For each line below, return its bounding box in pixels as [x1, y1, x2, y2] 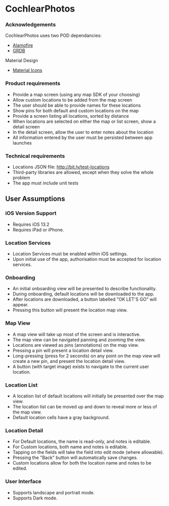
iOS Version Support [5, 210, 57, 217]
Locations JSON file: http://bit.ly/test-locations [12, 164, 110, 170]
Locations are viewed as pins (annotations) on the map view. [12, 342, 139, 348]
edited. [12, 466, 28, 472]
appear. [12, 302, 29, 308]
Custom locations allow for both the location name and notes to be [12, 460, 152, 466]
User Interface [5, 478, 41, 485]
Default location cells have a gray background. [12, 414, 110, 420]
